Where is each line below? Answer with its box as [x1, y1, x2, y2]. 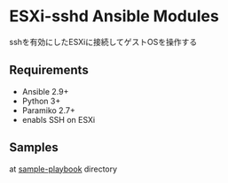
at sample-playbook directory [9, 164, 118, 174]
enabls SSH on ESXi [21, 114, 96, 125]
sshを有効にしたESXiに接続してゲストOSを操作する [9, 36, 198, 47]
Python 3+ [21, 95, 61, 106]
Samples [9, 140, 59, 156]
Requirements [9, 63, 89, 78]
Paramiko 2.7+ [21, 104, 75, 116]
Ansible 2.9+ [21, 86, 69, 96]
